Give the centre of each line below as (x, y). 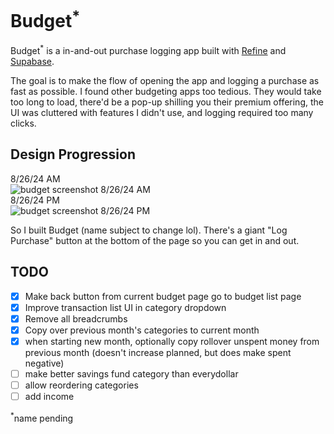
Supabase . (32, 61)
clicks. (23, 123)
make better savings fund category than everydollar (131, 373)
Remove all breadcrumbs (76, 318)
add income (49, 396)
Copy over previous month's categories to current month (142, 330)
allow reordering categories (81, 385)
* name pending (42, 417)
